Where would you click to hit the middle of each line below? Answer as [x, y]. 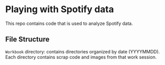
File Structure [27, 39]
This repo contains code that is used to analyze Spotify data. [69, 23]
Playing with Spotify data [60, 9]
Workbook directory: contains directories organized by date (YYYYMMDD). [82, 51]
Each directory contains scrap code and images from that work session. [81, 57]
